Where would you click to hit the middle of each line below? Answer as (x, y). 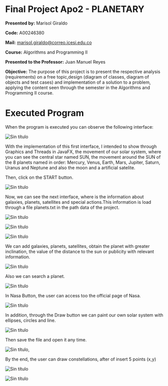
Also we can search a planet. (35, 276)
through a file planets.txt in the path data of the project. (62, 207)
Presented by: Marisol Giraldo (36, 23)
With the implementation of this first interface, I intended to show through (81, 146)
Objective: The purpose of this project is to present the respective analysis (83, 72)
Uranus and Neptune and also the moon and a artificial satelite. (70, 167)
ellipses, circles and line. (31, 320)
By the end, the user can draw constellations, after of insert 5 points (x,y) (81, 359)
